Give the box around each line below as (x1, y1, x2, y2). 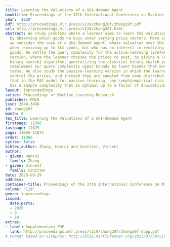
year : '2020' (5, 17, 33, 22)
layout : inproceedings (5, 87, 53, 93)
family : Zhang (10, 158, 39, 163)
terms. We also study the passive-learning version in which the (10, 69, 151, 74)
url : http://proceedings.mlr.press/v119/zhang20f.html (5, 26, 123, 31)
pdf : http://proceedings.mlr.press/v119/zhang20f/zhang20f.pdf (5, 21, 142, 27)
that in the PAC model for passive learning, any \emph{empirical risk (10, 78, 164, 83)
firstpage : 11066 (5, 120, 42, 126)
